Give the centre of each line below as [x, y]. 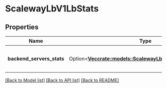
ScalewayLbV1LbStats [52, 9]
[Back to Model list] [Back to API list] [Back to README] [62, 80]
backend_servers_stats [36, 59]
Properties [22, 27]
